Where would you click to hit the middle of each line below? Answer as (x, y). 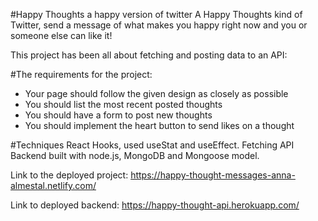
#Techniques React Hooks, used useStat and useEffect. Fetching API (152, 145)
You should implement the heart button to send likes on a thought (159, 125)
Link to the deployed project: (69, 175)
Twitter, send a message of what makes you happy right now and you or (159, 25)
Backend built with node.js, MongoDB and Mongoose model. (135, 155)
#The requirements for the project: (81, 74)
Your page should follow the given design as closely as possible (156, 93)
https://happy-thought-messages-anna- (213, 175)
